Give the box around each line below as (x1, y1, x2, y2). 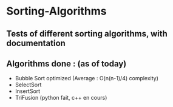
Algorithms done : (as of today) (6, 58, 127, 69)
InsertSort (15, 88, 41, 95)
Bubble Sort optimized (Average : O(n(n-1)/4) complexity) (15, 75, 159, 82)
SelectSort (15, 81, 42, 89)
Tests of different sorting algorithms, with (6, 29, 168, 39)
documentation (6, 38, 66, 48)
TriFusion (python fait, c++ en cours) (15, 94, 107, 102)
